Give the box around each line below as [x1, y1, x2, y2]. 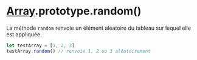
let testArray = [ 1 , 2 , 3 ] [6, 42, 75, 48]
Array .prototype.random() [6, 4, 142, 18]
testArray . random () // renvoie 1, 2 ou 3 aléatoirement [6, 48, 151, 54]
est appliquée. [6, 30, 43, 38]
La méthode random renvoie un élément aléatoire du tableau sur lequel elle [6, 24, 192, 32]
